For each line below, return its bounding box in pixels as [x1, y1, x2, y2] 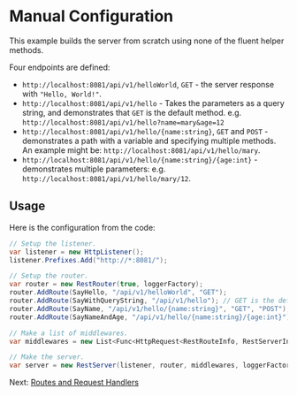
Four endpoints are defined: [9, 62, 110, 72]
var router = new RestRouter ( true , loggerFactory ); [9, 280, 203, 289]
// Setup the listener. [9, 239, 97, 248]
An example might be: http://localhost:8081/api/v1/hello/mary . [21, 144, 261, 156]
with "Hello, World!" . [21, 88, 102, 99]
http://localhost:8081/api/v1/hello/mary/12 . [21, 172, 192, 183]
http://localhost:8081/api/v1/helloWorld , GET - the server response [21, 79, 275, 89]
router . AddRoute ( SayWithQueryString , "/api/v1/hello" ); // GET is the [9, 296, 275, 305]
